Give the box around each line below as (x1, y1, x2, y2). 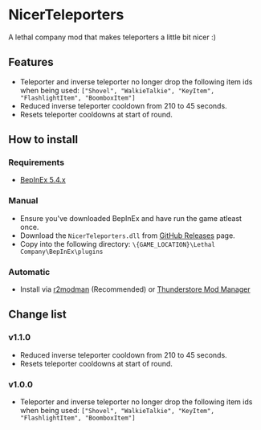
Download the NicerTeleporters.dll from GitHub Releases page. (19, 231, 235, 240)
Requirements (8, 157, 65, 168)
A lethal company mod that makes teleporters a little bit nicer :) (8, 32, 217, 42)
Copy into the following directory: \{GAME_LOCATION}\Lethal (19, 239, 215, 248)
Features (8, 55, 54, 69)
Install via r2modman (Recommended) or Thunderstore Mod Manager (19, 285, 251, 294)
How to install (8, 133, 79, 146)
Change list (8, 308, 67, 321)
